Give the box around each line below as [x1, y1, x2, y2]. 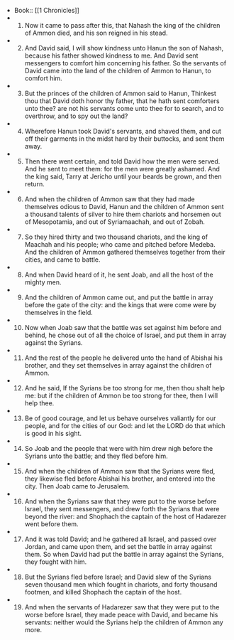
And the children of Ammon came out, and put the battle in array [24, 293, 213, 302]
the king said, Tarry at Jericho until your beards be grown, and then [24, 172, 222, 181]
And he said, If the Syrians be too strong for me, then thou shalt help [24, 384, 225, 392]
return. [24, 180, 45, 188]
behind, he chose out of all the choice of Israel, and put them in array [24, 331, 227, 339]
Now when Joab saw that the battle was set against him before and [24, 324, 222, 331]
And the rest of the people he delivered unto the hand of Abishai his [24, 353, 223, 362]
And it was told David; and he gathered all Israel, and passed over [24, 535, 217, 543]
